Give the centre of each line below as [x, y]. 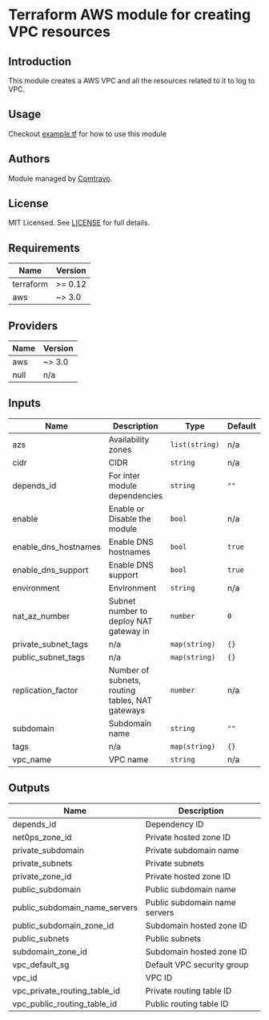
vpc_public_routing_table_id [65, 1003]
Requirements [44, 248]
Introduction [40, 61]
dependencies [135, 495]
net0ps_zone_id [42, 837]
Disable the [130, 518]
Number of [129, 670]
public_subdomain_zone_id [63, 925]
